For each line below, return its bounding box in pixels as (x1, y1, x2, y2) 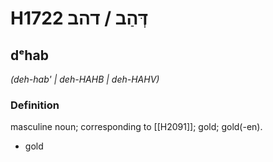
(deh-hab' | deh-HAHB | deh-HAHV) (10, 73, 160, 85)
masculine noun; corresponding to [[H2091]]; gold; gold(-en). (10, 121, 263, 133)
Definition (10, 98, 60, 112)
